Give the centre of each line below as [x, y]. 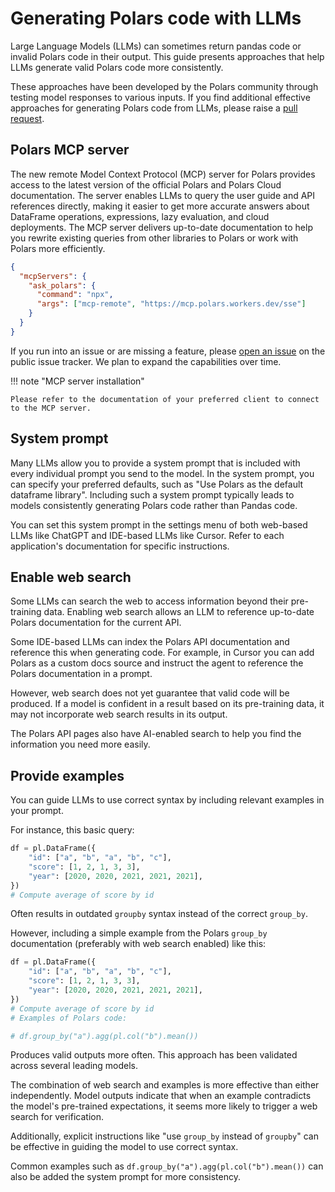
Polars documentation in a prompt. [81, 674]
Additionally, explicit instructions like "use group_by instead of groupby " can [164, 1136]
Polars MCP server [70, 150]
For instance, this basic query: [72, 830]
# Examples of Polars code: [69, 1018]
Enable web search [71, 577]
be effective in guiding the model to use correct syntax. [124, 1147]
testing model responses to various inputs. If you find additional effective [160, 97]
